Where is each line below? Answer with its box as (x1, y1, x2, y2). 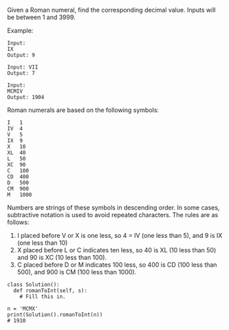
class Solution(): (7, 281, 60, 288)
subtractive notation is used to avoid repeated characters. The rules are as (7, 211, 219, 219)
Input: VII (7, 64, 39, 71)
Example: (7, 27, 34, 34)
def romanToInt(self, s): (13, 287, 88, 294)
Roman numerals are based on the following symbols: (7, 106, 160, 114)
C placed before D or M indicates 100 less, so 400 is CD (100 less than (17, 261, 217, 269)
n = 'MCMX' (7, 305, 39, 312)
